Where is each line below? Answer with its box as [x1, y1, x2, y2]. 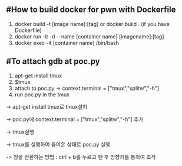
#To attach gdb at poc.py [6, 56, 100, 67]
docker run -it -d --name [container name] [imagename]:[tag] [14, 32, 164, 40]
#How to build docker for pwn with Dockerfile [6, 5, 176, 15]
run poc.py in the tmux [14, 91, 70, 98]
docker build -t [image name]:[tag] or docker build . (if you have [14, 20, 170, 27]
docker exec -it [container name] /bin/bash [14, 39, 120, 46]
